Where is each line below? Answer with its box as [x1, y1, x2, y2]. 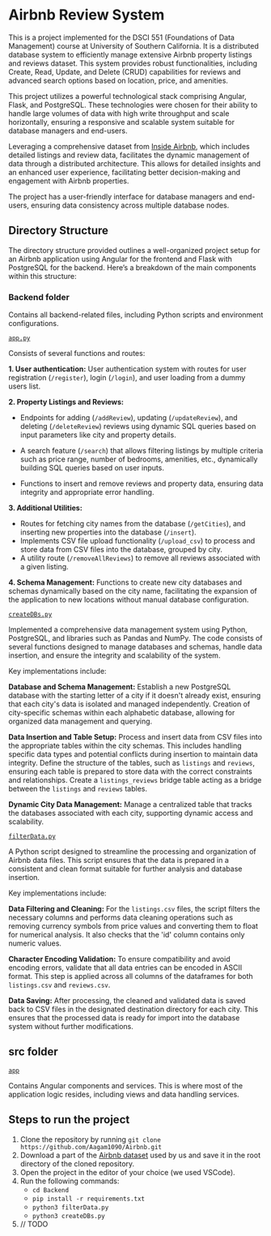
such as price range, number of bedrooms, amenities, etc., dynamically [19, 454, 258, 464]
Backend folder [8, 291, 70, 303]
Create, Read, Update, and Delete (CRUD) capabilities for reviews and [8, 67, 241, 76]
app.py [8, 334, 31, 342]
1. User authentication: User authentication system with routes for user [8, 364, 247, 374]
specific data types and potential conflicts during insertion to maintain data [8, 749, 259, 759]
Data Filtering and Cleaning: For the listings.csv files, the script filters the [8, 904, 260, 914]
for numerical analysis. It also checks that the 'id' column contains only [8, 930, 245, 940]
